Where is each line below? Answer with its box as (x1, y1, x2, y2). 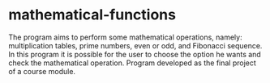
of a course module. (8, 66, 75, 76)
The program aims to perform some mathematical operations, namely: (8, 32, 242, 42)
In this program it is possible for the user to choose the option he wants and (8, 49, 261, 59)
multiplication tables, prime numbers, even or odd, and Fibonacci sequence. (8, 40, 263, 50)
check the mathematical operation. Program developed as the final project (8, 58, 257, 68)
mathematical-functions (8, 6, 177, 24)
